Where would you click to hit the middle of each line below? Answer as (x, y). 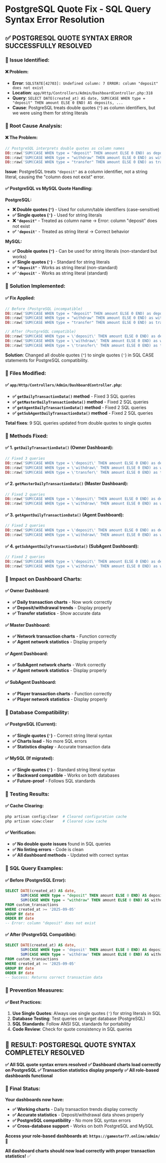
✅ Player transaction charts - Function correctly (62, 693)
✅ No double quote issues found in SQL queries (62, 844)
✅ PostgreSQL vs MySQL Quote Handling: (49, 188)
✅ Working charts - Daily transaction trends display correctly (75, 1109)
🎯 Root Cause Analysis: (34, 126)
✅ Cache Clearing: (24, 806)
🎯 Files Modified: (26, 373)
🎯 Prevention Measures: (35, 990)
